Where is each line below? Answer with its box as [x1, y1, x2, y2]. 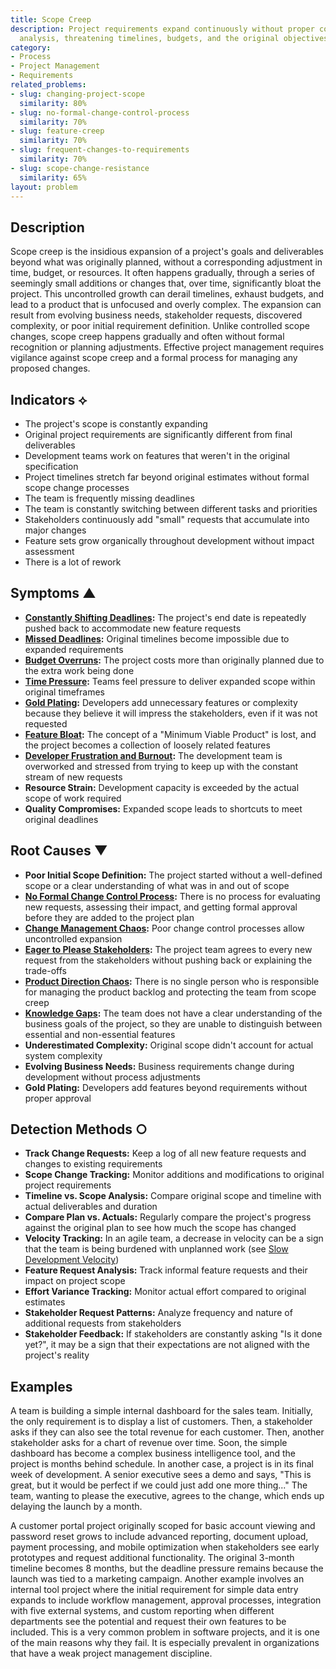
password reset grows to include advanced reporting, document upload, [10, 1531, 309, 1543]
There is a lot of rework [24, 556, 122, 568]
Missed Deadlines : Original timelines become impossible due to [24, 632, 290, 645]
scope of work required [24, 792, 122, 804]
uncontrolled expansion [24, 932, 123, 945]
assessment [24, 546, 75, 557]
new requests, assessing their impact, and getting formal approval [24, 901, 298, 913]
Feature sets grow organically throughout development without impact [24, 535, 315, 546]
